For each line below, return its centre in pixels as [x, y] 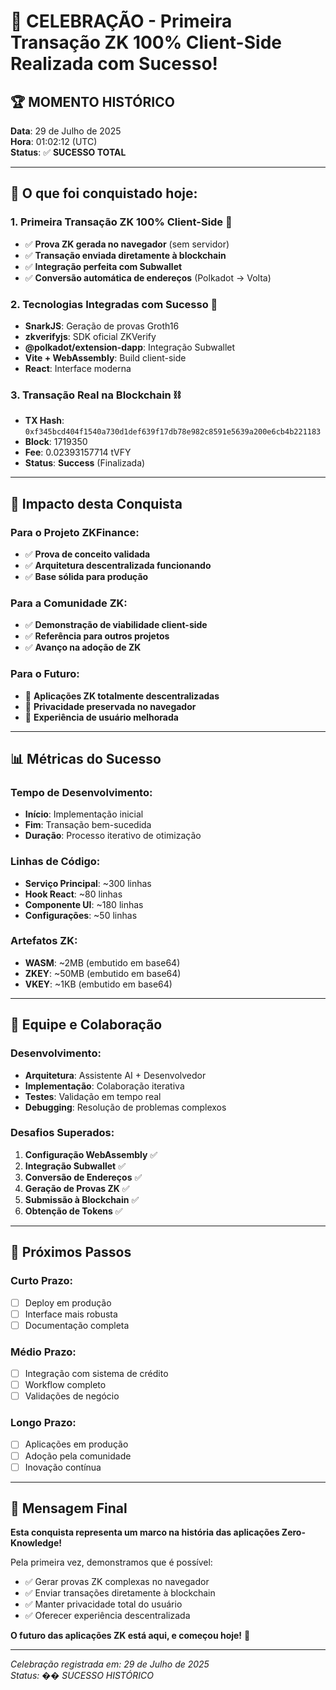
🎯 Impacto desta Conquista [96, 503]
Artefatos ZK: [44, 941]
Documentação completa [77, 1325]
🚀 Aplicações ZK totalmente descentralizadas [122, 696]
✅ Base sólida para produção [86, 576]
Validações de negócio [72, 1396]
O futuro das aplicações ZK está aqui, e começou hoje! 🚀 [130, 1636]
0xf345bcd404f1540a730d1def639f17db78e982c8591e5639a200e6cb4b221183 [173, 432]
